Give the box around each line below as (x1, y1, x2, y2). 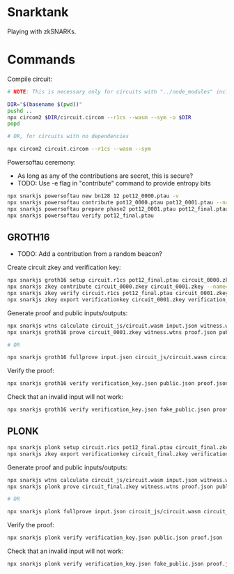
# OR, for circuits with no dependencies (7, 133, 130, 140)
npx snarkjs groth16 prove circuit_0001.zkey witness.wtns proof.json (7, 328, 217, 335)
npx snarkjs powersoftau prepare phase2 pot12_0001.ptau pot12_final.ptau (7, 205, 229, 213)
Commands (7, 52, 76, 68)
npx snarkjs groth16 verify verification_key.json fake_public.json (7, 406, 210, 414)
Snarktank (7, 4, 69, 20)
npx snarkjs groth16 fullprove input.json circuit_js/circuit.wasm (7, 354, 208, 361)
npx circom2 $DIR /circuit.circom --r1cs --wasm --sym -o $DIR (7, 114, 192, 121)
